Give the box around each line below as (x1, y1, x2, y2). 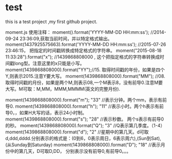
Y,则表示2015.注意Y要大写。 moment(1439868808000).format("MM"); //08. (5, 73, 165, 79)
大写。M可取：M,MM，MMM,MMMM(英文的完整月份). (5, 86, 121, 92)
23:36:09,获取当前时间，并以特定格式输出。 (20, 35, 112, 42)
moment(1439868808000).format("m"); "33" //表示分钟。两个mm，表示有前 (5, 96, 167, 103)
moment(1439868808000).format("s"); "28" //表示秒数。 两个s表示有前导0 (5, 116, 164, 122)
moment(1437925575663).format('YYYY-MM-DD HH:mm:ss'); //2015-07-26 (5, 41, 166, 47)
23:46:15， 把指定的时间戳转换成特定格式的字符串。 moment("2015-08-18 (5, 47, 162, 53)
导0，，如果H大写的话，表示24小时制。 (5, 109, 87, 115)
